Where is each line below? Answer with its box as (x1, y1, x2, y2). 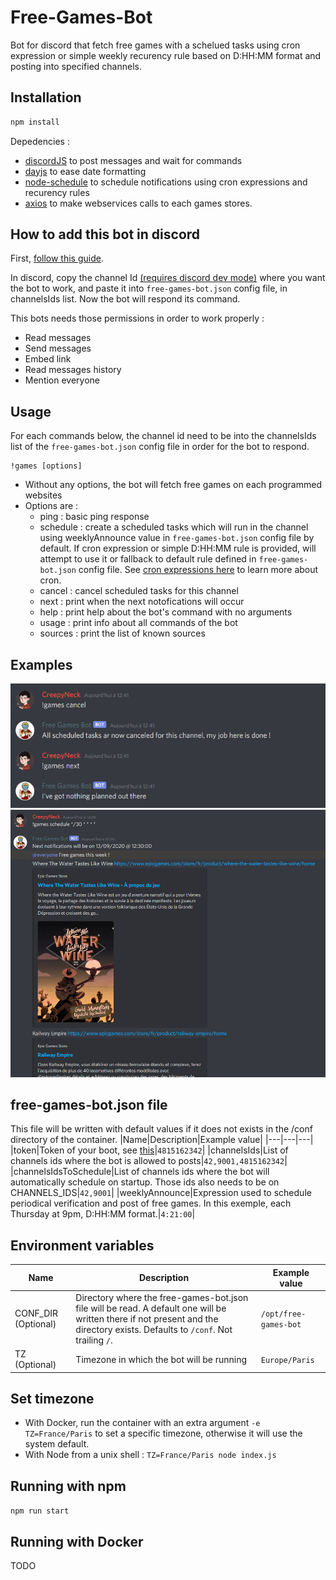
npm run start (10, 1506, 70, 1516)
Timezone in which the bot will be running (75, 1353, 247, 1365)
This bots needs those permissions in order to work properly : (10, 312, 265, 325)
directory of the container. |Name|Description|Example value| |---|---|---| (10, 1134, 314, 1146)
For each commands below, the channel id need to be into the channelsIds (10, 430, 317, 442)
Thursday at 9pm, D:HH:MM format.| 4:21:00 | (10, 1208, 196, 1220)
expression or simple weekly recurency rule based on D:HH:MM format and (10, 49, 322, 61)
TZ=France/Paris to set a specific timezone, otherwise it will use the (24, 1427, 303, 1440)
